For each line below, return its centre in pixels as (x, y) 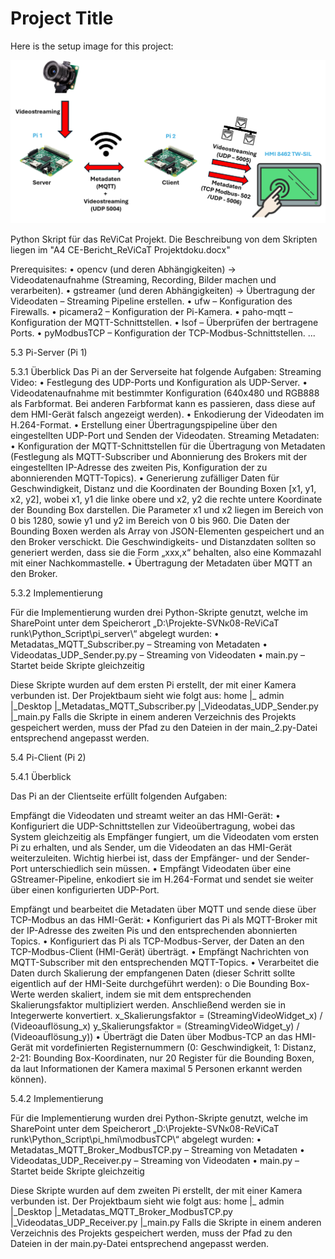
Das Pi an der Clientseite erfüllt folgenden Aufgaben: (119, 796)
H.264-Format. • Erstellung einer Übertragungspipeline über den (144, 425)
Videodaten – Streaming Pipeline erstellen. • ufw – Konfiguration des (151, 301)
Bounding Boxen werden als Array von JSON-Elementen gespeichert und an (167, 531)
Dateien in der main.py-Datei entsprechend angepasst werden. (140, 1244)
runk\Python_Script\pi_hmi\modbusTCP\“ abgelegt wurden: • (136, 1139)
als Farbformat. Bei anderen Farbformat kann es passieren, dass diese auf (163, 404)
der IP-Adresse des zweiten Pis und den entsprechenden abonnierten (154, 931)
